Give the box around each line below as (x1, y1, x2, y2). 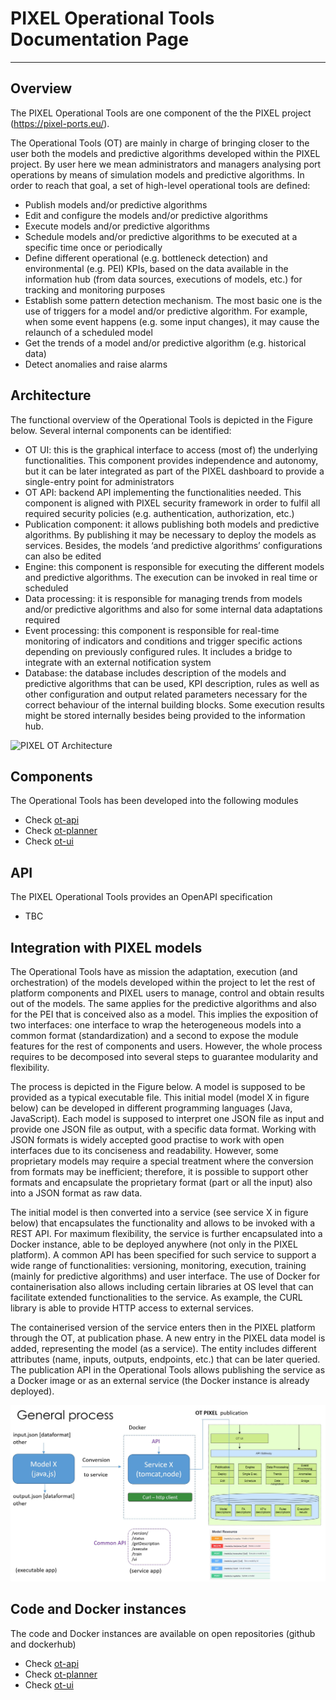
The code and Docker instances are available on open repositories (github (10, 1627, 316, 1639)
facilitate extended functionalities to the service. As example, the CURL (10, 1292, 303, 1303)
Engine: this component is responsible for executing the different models (24, 560, 325, 572)
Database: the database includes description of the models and (24, 667, 287, 679)
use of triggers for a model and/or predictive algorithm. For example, (24, 305, 308, 317)
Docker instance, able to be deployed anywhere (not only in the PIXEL (10, 1238, 298, 1250)
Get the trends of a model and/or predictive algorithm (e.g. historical (24, 337, 307, 349)
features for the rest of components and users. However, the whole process (10, 1040, 323, 1052)
